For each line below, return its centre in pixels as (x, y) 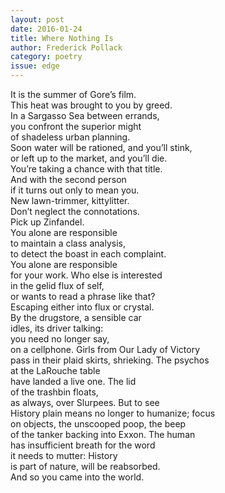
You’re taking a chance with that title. (86, 169)
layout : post (37, 19)
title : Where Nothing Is (62, 38)
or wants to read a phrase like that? (83, 296)
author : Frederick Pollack (66, 47)
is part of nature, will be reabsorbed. (85, 466)
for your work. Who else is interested (86, 275)
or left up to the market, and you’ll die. (89, 158)
